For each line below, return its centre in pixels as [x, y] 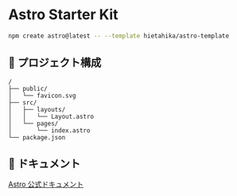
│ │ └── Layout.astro [51, 116]
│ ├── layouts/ [37, 109]
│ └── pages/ [33, 123]
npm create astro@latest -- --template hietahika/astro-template [118, 36]
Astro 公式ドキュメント [46, 184]
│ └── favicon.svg [43, 96]
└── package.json [37, 137]
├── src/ [23, 102]
